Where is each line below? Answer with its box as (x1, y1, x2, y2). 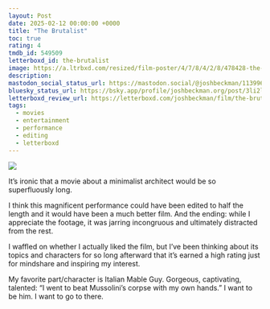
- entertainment (15, 117, 70, 125)
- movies (15, 109, 45, 117)
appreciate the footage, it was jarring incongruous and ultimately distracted (8, 217, 258, 227)
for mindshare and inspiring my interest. (8, 258, 141, 268)
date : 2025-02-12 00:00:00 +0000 (8, 19, 121, 27)
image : (8, 64, 31, 72)
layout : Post (8, 11, 52, 20)
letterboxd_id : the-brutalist (8, 57, 110, 65)
